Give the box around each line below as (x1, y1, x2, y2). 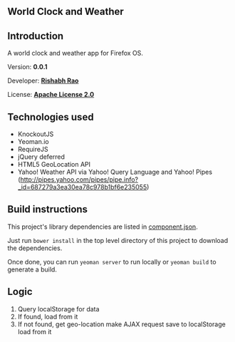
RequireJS (17, 145, 48, 154)
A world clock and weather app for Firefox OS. (7, 49, 144, 58)
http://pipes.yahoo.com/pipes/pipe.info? (20, 175, 139, 184)
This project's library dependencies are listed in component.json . (7, 222, 198, 231)
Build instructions (7, 203, 88, 216)
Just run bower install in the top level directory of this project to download (7, 236, 229, 244)
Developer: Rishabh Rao (7, 76, 79, 85)
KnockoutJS (17, 130, 54, 138)
